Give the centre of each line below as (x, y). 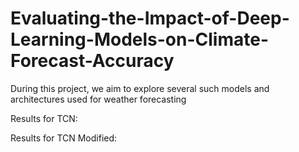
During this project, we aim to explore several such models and (140, 88)
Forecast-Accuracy (92, 61)
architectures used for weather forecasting (98, 99)
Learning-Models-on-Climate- (139, 39)
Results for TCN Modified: (64, 138)
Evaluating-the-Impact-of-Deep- (150, 18)
